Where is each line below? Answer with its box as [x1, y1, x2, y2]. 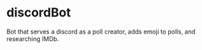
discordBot [6, 5, 71, 21]
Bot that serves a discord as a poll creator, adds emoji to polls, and [6, 27, 196, 36]
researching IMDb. [6, 34, 59, 42]
